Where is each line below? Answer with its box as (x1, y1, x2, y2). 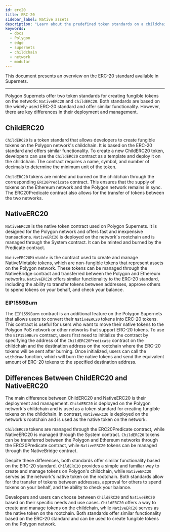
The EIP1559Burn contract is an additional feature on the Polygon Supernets (5, 311, 162, 317)
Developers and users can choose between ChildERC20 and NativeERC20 (5, 494, 155, 500)
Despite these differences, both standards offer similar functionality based (5, 457, 160, 463)
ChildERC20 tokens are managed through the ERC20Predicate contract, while (5, 426, 165, 432)
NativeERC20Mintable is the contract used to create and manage (5, 254, 138, 260)
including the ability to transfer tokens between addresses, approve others (5, 281, 161, 287)
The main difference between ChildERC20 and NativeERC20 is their (5, 395, 146, 401)
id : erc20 (5, 7, 26, 13)
